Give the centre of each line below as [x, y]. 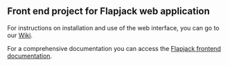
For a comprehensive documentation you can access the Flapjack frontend [114, 48]
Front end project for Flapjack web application [108, 11]
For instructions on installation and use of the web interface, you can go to [113, 27]
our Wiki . [20, 35]
